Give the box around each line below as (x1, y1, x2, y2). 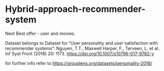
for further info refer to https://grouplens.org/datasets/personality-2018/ (5, 60, 153, 66)
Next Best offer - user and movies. (5, 30, 76, 36)
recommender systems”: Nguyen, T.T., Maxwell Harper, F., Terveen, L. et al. (5, 45, 160, 51)
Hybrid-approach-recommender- (5, 3, 146, 15)
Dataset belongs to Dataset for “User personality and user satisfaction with (5, 40, 159, 46)
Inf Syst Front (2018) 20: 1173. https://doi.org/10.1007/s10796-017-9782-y (5, 51, 155, 57)
